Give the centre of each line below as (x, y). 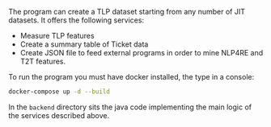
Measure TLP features (57, 36)
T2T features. (43, 61)
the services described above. (59, 115)
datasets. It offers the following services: (76, 20)
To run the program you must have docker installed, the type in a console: (131, 77)
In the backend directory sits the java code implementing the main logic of (130, 107)
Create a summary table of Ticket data (84, 44)
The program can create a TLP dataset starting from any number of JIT (127, 12)
